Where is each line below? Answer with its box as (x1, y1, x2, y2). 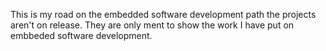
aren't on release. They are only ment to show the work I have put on (10, 19, 295, 31)
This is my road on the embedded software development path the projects (10, 9, 317, 20)
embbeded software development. (10, 30, 153, 41)
